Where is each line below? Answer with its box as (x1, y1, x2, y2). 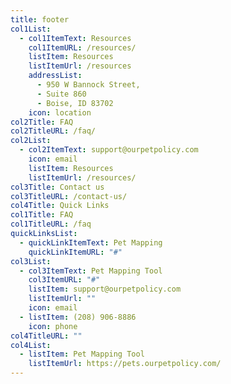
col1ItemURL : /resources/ (28, 42, 137, 53)
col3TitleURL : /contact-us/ (10, 191, 128, 201)
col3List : (10, 256, 52, 266)
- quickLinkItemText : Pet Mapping (19, 237, 163, 248)
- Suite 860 (36, 89, 87, 99)
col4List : (10, 340, 52, 350)
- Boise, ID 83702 (36, 98, 114, 108)
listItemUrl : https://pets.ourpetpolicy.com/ (28, 359, 222, 369)
